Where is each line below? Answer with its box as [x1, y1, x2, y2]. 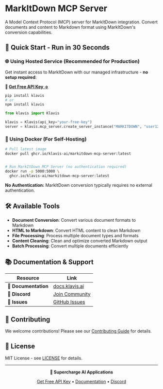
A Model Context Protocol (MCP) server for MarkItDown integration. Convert [5, 19, 158, 25]
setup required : [5, 74, 37, 80]
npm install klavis [5, 102, 45, 107]
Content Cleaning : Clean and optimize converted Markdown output [12, 238, 147, 244]
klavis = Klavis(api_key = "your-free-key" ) [5, 120, 92, 124]
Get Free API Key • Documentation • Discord [36, 378, 127, 384]
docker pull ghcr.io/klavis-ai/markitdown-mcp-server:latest [5, 151, 131, 156]
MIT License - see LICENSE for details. [5, 355, 82, 361]
